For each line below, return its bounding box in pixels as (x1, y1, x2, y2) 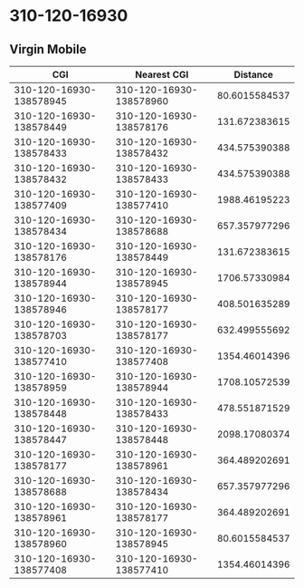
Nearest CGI (135, 69, 189, 81)
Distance (233, 69, 274, 81)
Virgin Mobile (9, 42, 87, 57)
